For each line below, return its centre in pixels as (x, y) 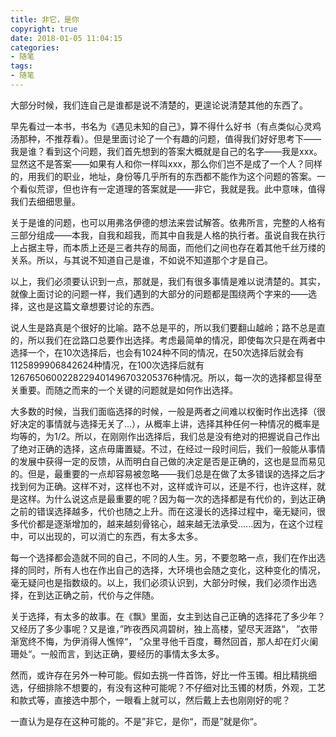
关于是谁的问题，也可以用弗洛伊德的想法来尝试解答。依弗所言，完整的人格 (163, 222)
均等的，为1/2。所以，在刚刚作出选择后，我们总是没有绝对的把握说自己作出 (165, 436)
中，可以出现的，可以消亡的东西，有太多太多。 (106, 536)
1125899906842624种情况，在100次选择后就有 (107, 365)
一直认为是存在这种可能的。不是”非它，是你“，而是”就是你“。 (136, 721)
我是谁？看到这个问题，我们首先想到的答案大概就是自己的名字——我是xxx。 (166, 151)
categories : (35, 47)
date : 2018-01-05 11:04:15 (66, 38)
